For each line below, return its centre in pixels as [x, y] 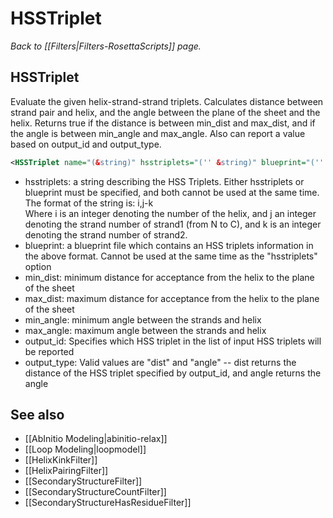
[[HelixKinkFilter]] [61, 460]
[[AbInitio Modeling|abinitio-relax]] [96, 439]
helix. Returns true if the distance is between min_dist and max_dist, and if [163, 123]
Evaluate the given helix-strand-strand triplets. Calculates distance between [167, 101]
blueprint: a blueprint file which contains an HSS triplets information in [169, 245]
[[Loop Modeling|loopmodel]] [85, 449]
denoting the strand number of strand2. [106, 234]
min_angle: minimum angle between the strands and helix [143, 319]
